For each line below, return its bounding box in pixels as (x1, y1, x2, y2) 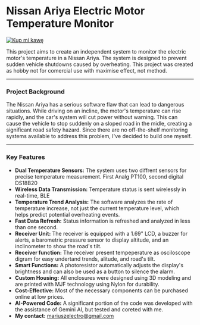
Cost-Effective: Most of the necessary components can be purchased (14, 287, 189, 294)
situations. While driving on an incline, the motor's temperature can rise (6, 107, 182, 114)
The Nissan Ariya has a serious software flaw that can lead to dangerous (6, 101, 185, 108)
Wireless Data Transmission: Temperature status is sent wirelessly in (14, 186, 186, 193)
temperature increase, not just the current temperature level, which (14, 204, 180, 212)
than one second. (14, 223, 58, 230)
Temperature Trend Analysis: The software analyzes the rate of (14, 198, 173, 205)
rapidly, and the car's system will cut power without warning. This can (6, 114, 178, 121)
